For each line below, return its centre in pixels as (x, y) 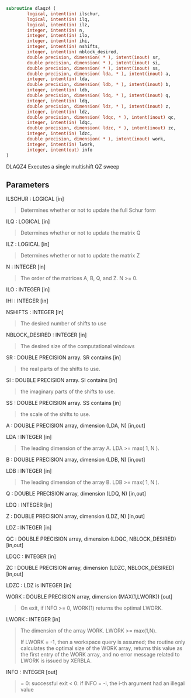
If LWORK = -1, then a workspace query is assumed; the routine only (103, 642)
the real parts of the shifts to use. (60, 369)
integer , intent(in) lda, (59, 79)
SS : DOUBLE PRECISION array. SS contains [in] (64, 403)
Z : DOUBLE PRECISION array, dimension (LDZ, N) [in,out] (75, 516)
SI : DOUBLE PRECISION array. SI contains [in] (62, 380)
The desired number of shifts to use (63, 324)
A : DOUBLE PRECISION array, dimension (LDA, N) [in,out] (76, 426)
